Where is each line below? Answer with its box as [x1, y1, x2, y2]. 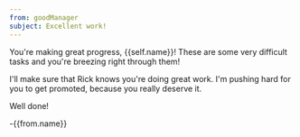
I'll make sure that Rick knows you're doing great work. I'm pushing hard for [9, 73, 291, 84]
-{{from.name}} [9, 118, 68, 129]
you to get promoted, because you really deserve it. [9, 83, 202, 94]
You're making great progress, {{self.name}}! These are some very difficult [9, 46, 287, 57]
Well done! [9, 100, 50, 111]
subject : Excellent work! [9, 22, 107, 31]
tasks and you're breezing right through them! [9, 56, 181, 67]
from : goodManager [9, 13, 79, 23]
